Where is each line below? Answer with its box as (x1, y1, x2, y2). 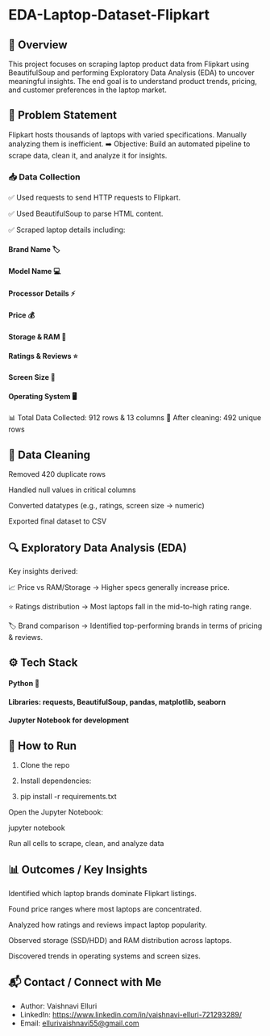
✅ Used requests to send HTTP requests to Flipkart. (8, 192, 181, 203)
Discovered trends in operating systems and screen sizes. (8, 951, 201, 961)
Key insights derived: (8, 566, 78, 576)
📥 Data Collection (8, 171, 81, 183)
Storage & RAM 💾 (8, 332, 67, 342)
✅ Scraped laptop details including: (8, 225, 126, 235)
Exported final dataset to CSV (8, 516, 107, 526)
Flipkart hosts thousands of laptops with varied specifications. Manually (8, 129, 247, 139)
